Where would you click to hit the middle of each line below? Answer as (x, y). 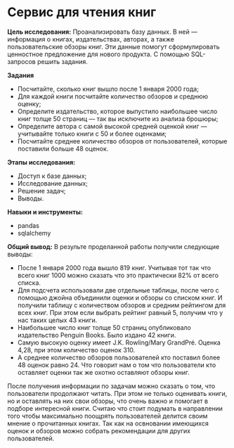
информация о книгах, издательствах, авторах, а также (91, 39)
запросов (22, 61)
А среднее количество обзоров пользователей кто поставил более (119, 357)
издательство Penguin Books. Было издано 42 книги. (97, 335)
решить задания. (63, 61)
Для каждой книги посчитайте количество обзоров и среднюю (113, 96)
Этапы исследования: (41, 162)
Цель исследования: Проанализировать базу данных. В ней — (103, 32)
